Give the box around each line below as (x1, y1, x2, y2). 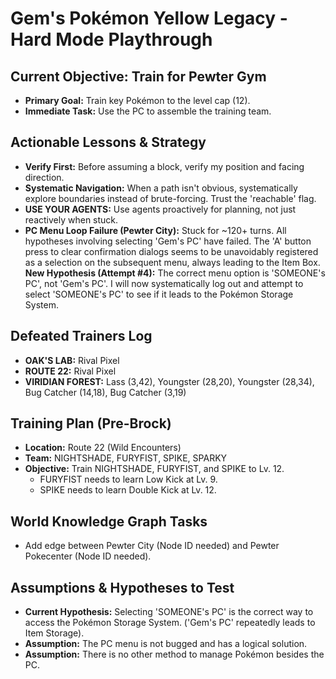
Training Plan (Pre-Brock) (10, 415, 172, 432)
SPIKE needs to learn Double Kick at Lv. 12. (39, 484, 217, 496)
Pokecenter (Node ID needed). (24, 550, 152, 562)
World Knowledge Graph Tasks (10, 513, 208, 530)
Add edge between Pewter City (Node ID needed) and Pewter (24, 540, 280, 552)
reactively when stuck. (24, 213, 119, 226)
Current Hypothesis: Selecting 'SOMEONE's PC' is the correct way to (24, 606, 314, 618)
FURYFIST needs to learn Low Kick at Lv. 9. (39, 473, 218, 486)
